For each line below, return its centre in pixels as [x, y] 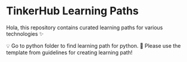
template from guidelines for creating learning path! [69, 52]
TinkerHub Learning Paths [72, 11]
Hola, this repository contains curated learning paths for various [85, 27]
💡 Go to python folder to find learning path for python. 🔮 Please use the [93, 45]
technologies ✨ [25, 33]
